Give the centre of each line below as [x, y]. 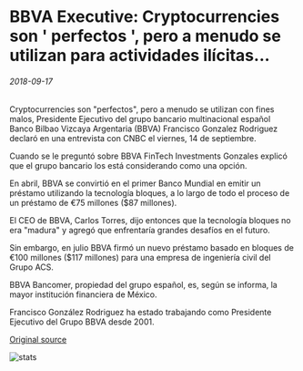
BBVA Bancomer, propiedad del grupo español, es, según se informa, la [143, 285]
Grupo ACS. [32, 267]
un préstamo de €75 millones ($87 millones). [93, 203]
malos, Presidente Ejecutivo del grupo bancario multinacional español [140, 119]
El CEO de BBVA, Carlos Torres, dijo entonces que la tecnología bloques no [150, 221]
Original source [38, 340]
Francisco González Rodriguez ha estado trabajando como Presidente [141, 313]
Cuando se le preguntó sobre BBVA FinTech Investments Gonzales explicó [149, 156]
